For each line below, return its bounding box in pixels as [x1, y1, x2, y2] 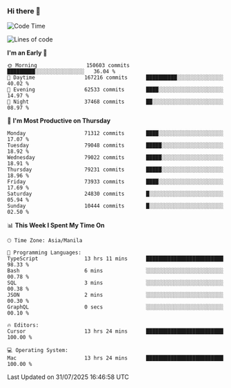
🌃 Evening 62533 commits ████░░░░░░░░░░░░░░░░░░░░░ [7, 86, 224, 93]
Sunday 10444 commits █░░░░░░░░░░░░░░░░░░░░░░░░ [7, 203, 224, 210]
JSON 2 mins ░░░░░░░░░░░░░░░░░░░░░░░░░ [7, 292, 224, 299]
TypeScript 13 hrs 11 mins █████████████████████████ [7, 255, 224, 262]
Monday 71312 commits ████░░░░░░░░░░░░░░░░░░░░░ [7, 130, 224, 137]
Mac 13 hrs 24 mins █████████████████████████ [7, 355, 224, 362]
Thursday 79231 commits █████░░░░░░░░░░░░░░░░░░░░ [7, 166, 224, 174]
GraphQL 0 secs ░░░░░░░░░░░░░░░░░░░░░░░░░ [7, 304, 224, 311]
